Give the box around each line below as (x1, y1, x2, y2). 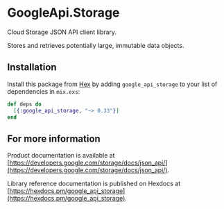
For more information (7, 133, 101, 144)
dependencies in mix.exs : (7, 87, 80, 95)
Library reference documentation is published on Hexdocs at (7, 179, 181, 188)
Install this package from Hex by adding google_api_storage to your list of (7, 80, 218, 88)
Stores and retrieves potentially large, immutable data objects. (7, 41, 184, 49)
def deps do (7, 101, 42, 108)
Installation (7, 61, 57, 74)
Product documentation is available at (7, 151, 115, 160)
